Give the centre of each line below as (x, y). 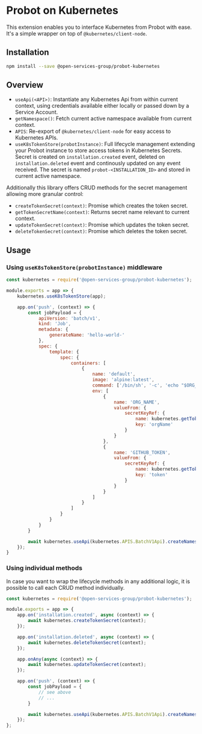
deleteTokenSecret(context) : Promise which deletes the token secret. (101, 231)
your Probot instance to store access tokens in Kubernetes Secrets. (98, 150)
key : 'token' (151, 475)
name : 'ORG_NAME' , (137, 402)
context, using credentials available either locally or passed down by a (102, 106)
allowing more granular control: (45, 194)
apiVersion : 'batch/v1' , (69, 318)
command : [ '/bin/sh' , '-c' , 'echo (136, 385)
